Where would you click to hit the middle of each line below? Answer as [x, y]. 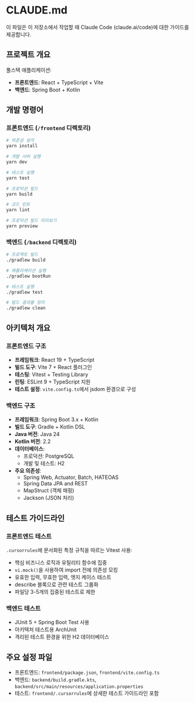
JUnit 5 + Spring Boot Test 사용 [52, 622]
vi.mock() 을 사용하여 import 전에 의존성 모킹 [66, 570]
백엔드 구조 [21, 406]
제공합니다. [19, 34]
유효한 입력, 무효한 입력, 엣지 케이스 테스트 [63, 577]
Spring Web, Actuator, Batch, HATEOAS [71, 477]
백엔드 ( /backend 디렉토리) [42, 242]
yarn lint [18, 210]
